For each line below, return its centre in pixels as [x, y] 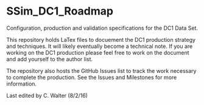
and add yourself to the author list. [50, 59]
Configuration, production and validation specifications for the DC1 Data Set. [102, 28]
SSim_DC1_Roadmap [60, 11]
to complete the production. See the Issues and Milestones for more [92, 77]
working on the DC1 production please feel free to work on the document [98, 52]
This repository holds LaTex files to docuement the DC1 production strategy [101, 39]
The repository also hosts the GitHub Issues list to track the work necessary [101, 70]
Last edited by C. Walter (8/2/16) [47, 95]
